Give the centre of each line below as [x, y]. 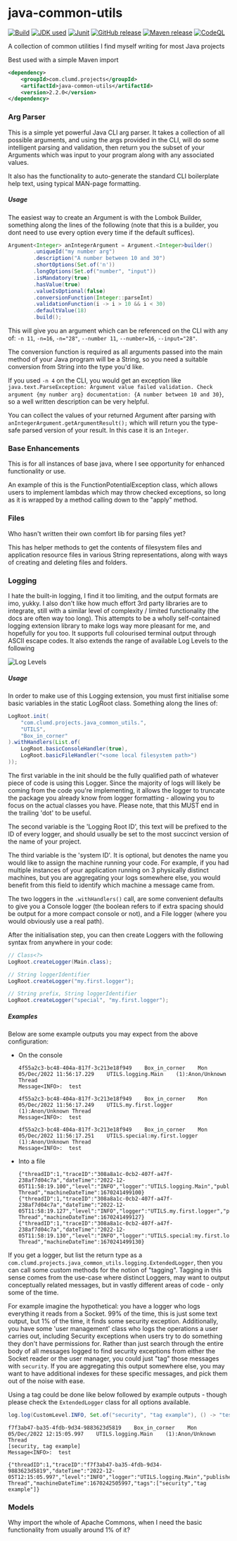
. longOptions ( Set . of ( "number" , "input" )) [95, 272]
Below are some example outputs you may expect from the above [103, 1034]
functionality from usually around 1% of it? [69, 1530]
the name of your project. [45, 841]
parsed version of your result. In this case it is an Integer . [105, 431]
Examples [23, 1016]
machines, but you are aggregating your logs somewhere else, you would [114, 877]
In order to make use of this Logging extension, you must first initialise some [118, 695]
